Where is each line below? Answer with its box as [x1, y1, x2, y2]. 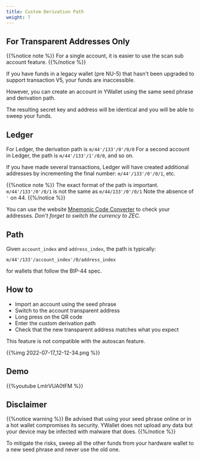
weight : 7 [6, 14, 31, 20]
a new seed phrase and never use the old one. [6, 446, 121, 453]
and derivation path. [6, 94, 56, 102]
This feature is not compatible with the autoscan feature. [6, 337, 146, 344]
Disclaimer [6, 399, 47, 409]
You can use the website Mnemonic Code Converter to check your [6, 206, 170, 213]
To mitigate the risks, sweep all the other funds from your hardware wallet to [6, 440, 194, 447]
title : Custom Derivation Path [6, 8, 84, 15]
